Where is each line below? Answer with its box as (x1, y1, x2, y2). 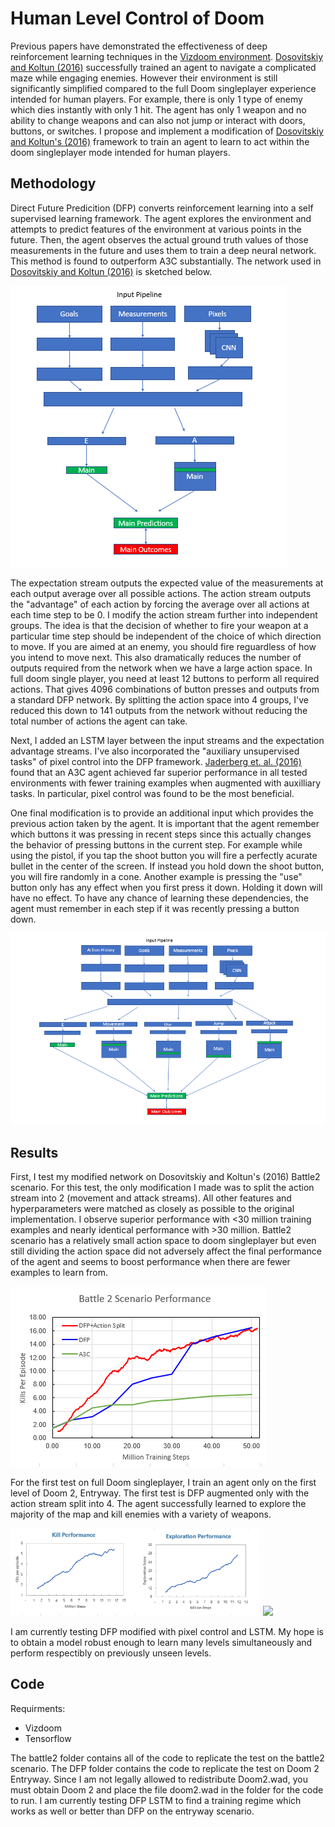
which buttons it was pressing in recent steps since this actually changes (10, 828, 312, 840)
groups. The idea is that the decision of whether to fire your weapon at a (10, 619, 309, 631)
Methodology (10, 175, 97, 192)
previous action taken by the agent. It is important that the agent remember (10, 817, 320, 829)
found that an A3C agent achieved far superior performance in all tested (10, 766, 308, 778)
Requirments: (10, 1702, 66, 1714)
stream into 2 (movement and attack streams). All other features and (10, 1192, 292, 1204)
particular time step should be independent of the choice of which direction (10, 630, 322, 642)
